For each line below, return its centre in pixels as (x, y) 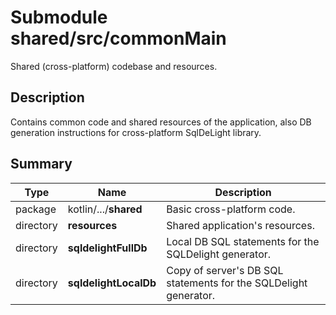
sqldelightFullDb (107, 248)
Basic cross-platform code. (231, 209)
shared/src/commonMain (118, 38)
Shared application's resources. (240, 225)
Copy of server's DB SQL (225, 270)
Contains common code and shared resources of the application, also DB (161, 122)
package (36, 209)
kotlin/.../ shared (105, 209)
